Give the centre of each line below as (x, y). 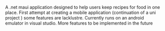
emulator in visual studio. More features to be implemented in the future (79, 23)
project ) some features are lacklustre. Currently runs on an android (74, 18)
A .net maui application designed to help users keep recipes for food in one (82, 7)
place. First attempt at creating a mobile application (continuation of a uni (80, 12)
